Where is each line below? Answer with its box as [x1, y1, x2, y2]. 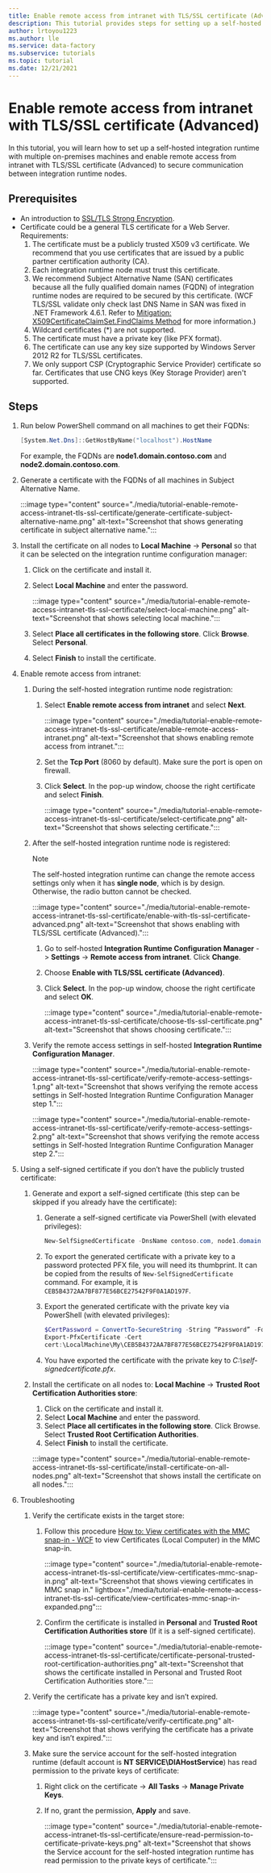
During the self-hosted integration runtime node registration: [31, 685, 233, 695]
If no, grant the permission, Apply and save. [44, 1805, 191, 1815]
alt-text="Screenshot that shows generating [97, 517, 244, 527]
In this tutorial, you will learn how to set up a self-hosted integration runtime [8, 143, 260, 152]
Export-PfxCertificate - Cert [44, 1333, 143, 1341]
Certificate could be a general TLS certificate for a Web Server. [19, 222, 230, 232]
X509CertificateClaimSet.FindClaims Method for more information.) [31, 316, 256, 326]
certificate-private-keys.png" [44, 1838, 142, 1848]
